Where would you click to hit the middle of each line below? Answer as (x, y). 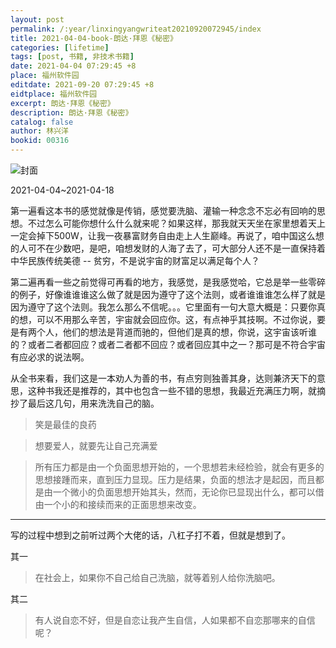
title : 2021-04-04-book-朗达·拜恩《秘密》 (94, 38)
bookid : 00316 (40, 141)
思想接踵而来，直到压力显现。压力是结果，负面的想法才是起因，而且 (175, 479)
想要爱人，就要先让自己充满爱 (96, 445)
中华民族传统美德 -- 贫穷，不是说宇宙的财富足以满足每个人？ (135, 260)
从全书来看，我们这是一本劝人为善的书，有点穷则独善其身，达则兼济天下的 (163, 378)
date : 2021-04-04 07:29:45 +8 (73, 66)
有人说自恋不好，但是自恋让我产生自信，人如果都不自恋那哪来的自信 (175, 620)
